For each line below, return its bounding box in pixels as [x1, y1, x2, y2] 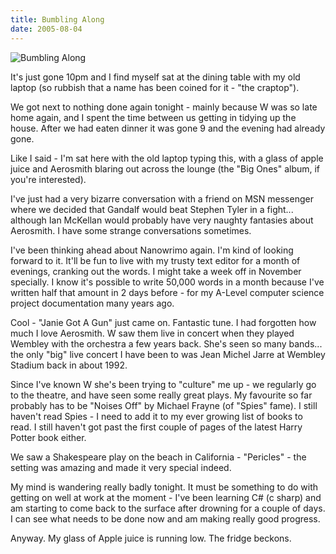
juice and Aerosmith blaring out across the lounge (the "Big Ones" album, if [10, 162, 321, 175]
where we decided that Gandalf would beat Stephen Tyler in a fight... [10, 203, 294, 215]
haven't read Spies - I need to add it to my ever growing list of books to [10, 410, 303, 422]
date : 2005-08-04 [10, 24, 83, 34]
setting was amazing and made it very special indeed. [10, 461, 232, 473]
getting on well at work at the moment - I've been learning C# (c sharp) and [10, 491, 322, 503]
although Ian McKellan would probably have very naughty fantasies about [10, 214, 314, 226]
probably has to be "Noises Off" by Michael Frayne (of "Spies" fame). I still [10, 399, 318, 411]
